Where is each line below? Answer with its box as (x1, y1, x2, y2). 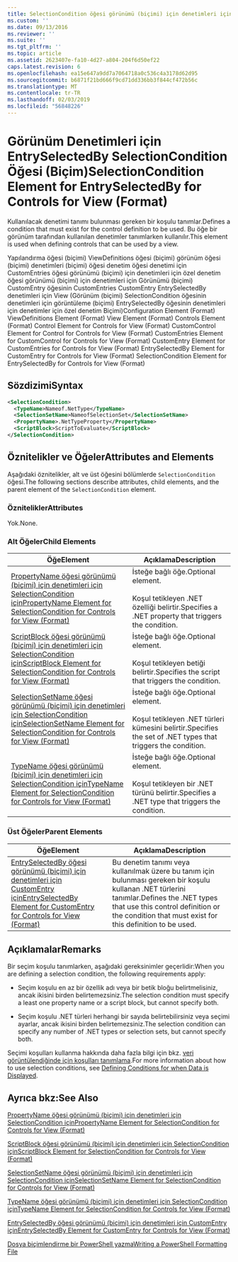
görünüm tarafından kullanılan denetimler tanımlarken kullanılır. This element (7, 232, 228, 241)
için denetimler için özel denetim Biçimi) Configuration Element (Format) (7, 306, 216, 314)
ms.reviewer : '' (7, 30, 55, 38)
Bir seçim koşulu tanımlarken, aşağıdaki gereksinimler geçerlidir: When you (7, 962, 225, 971)
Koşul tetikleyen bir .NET (132, 779, 214, 789)
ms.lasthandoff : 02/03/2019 (7, 97, 91, 104)
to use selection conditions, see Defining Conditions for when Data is (7, 1064, 209, 1072)
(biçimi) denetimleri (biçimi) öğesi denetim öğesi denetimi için (7, 260, 187, 270)
